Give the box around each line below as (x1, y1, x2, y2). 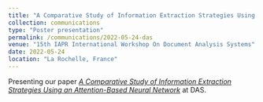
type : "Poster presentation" (8, 26, 104, 34)
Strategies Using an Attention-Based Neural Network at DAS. (8, 85, 207, 94)
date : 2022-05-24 (8, 48, 65, 56)
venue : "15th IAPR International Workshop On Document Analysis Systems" (8, 41, 256, 49)
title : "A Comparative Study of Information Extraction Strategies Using (8, 11, 256, 20)
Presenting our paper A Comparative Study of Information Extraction (8, 76, 232, 86)
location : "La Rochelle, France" (8, 56, 118, 64)
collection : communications (8, 19, 101, 27)
